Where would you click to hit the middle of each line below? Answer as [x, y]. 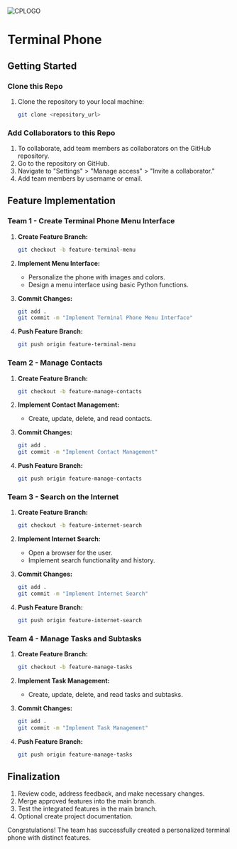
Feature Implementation [61, 201]
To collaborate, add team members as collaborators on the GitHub [114, 149]
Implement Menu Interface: [59, 263]
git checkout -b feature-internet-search [80, 525]
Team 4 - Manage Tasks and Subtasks [75, 639]
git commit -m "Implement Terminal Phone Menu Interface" [105, 318]
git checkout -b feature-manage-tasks [75, 667]
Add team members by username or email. [80, 178]
